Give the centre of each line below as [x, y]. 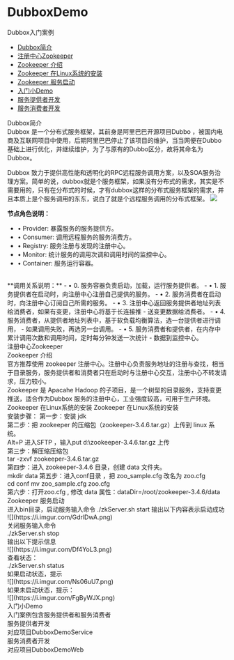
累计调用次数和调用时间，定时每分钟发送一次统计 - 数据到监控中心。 [105, 337]
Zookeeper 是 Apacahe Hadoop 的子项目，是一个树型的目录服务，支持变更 [114, 390]
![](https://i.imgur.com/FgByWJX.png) [61, 597]
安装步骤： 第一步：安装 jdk [47, 416]
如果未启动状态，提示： [41, 590]
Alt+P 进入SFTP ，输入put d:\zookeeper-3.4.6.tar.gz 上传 [88, 442]
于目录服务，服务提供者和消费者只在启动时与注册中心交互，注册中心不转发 [114, 372]
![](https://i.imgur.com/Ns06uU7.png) [60, 581]
